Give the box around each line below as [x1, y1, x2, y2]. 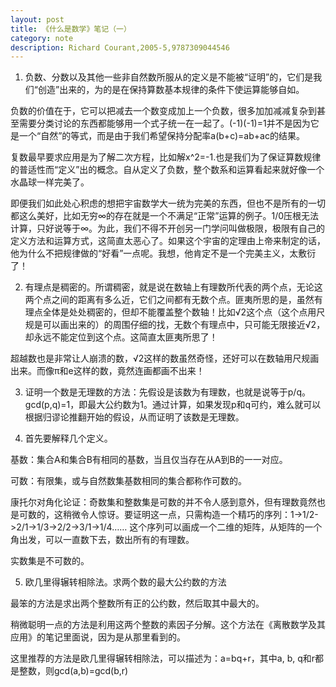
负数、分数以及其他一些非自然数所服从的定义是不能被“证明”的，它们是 [24, 71, 314, 83]
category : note [10, 33, 74, 43]
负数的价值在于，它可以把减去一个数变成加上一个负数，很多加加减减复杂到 [10, 105, 317, 117]
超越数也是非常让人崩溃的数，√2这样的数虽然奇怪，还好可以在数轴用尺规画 [10, 352, 320, 365]
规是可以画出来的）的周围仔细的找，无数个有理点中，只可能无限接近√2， [24, 319, 326, 331]
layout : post [10, 14, 65, 25]
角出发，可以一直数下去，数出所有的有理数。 [10, 534, 195, 546]
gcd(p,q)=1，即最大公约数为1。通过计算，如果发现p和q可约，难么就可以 [24, 399, 322, 411]
